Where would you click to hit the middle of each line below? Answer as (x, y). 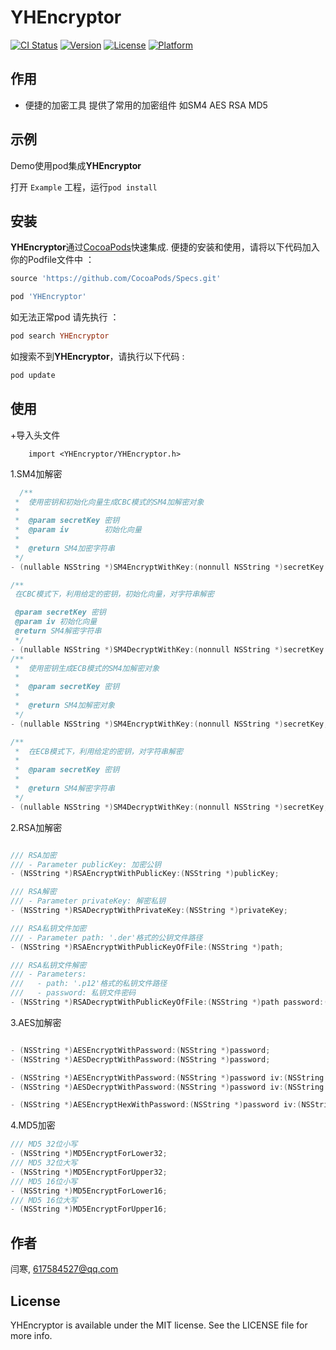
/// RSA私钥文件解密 (48, 965)
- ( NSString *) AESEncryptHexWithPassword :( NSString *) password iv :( (156, 1105)
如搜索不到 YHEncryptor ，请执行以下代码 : (97, 356)
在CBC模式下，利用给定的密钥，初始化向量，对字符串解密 (114, 594)
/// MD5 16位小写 (44, 1181)
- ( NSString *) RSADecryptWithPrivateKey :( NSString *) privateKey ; (149, 911)
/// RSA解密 (33, 892)
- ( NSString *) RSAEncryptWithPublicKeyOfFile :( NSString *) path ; (147, 947)
